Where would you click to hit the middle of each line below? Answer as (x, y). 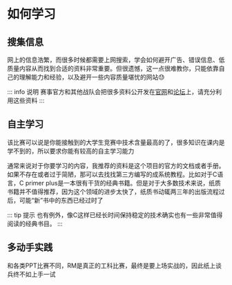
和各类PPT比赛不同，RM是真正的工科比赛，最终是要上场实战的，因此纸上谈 (115, 265)
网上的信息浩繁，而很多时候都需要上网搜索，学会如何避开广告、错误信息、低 (116, 60)
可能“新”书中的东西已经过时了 (61, 200)
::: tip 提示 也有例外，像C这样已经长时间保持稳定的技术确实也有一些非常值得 (115, 214)
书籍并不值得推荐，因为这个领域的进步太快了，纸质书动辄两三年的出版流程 (113, 192)
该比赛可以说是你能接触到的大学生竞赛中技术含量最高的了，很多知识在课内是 (116, 142)
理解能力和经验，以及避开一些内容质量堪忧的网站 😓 (92, 77)
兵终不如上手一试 (31, 274)
